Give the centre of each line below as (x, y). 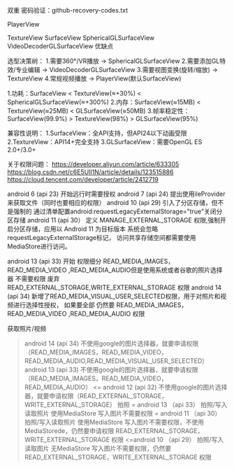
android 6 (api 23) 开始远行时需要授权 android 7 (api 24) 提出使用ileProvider (116, 194)
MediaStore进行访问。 (39, 246)
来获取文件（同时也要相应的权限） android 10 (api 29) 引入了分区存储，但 (112, 203)
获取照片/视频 (27, 328)
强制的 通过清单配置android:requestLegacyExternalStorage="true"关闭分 (118, 211)
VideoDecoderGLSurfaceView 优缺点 (60, 46)
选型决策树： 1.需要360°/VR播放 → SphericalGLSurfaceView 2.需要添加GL (114, 61)
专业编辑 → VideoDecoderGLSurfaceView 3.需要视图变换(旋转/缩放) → (117, 70)
